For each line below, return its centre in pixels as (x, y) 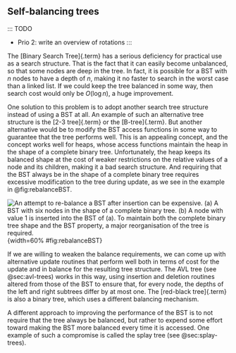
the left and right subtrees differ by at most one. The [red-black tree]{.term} (117, 291)
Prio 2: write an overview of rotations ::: (75, 42)
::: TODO (20, 28)
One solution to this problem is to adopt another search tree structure (108, 107)
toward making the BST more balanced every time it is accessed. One (108, 328)
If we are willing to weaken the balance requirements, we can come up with (117, 254)
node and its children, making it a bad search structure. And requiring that (114, 167)
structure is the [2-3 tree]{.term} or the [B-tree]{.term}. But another (105, 122)
